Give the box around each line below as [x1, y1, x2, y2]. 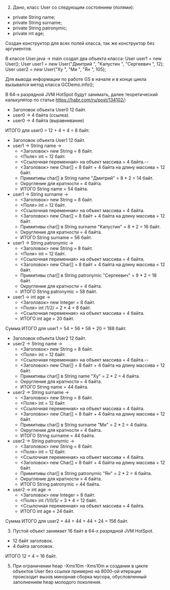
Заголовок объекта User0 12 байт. [12, 107, 86, 112]
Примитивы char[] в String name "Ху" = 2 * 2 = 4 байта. [20, 373, 141, 379]
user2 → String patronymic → [12, 438, 75, 444]
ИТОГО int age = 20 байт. [20, 315, 75, 321]
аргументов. [5, 46, 32, 51]
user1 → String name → [12, 142, 62, 149]
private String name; [12, 14, 56, 20]
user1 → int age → [12, 294, 51, 300]
